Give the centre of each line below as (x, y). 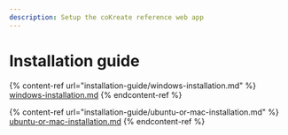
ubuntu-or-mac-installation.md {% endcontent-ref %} (107, 121)
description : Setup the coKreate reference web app (106, 17)
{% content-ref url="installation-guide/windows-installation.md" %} (133, 86)
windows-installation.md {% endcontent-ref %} (96, 94)
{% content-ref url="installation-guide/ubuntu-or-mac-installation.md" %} (144, 112)
